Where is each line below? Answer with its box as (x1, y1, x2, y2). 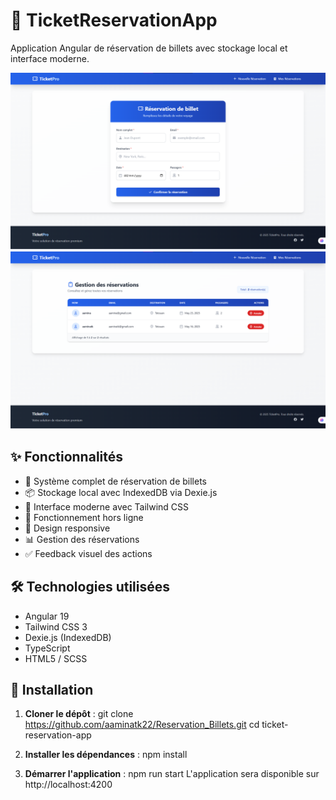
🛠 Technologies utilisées (10, 579, 171, 596)
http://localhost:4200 (24, 779, 113, 791)
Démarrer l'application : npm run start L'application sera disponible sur (24, 768, 320, 780)
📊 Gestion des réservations (24, 533, 140, 545)
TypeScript (24, 642, 71, 654)
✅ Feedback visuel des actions (24, 547, 153, 559)
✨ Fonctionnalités (10, 449, 124, 466)
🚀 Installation (10, 681, 94, 698)
